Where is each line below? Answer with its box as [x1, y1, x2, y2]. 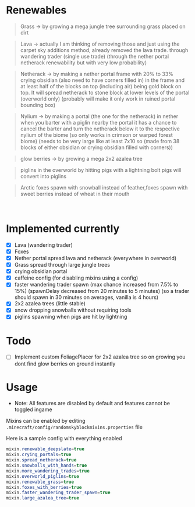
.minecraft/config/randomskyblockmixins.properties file [6, 423, 143, 430]
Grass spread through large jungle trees [14, 261, 111, 268]
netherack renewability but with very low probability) [20, 59, 147, 66]
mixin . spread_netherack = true [6, 457, 77, 463]
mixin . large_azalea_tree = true [6, 495, 80, 501]
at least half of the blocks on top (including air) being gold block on [20, 82, 182, 89]
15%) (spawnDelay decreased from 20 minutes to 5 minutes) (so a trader [14, 288, 190, 295]
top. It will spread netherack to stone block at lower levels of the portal [20, 89, 190, 96]
